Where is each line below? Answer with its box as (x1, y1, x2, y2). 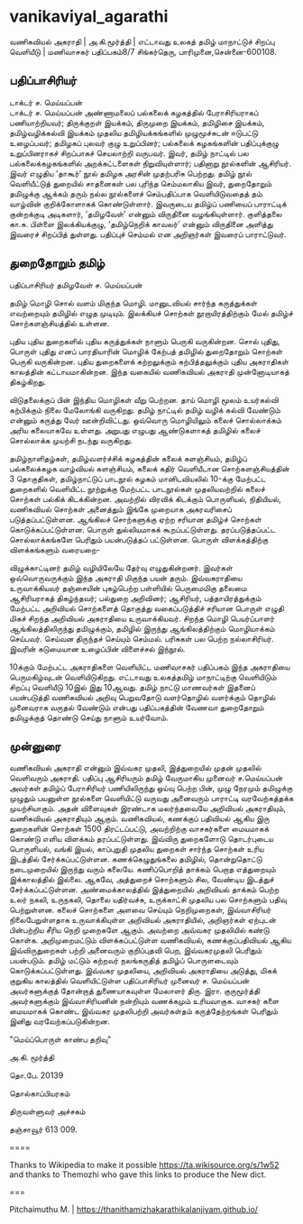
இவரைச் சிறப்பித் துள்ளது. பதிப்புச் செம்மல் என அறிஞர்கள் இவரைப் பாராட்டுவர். (9, 228, 287, 240)
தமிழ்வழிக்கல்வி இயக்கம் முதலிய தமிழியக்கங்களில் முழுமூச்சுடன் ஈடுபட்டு (9, 127, 259, 138)
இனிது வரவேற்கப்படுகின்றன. (9, 1016, 111, 1027)
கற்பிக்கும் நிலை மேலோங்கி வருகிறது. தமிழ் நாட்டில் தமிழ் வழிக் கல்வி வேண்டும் (9, 404, 281, 416)
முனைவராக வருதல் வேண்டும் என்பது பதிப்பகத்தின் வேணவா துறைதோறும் (9, 701, 264, 713)
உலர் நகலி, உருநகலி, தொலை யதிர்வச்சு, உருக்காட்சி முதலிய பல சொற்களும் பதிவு (9, 894, 287, 905)
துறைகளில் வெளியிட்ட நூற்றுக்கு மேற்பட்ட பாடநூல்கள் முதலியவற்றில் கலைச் (9, 483, 266, 494)
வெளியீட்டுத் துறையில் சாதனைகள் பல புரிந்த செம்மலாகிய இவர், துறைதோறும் (9, 178, 272, 188)
